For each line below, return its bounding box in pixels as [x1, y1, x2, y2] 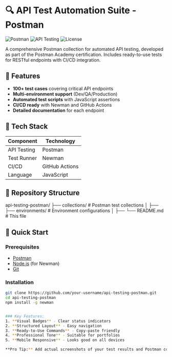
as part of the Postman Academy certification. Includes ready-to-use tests [5, 51, 162, 58]
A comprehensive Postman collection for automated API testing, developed [5, 46, 164, 52]
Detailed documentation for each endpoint [12, 107, 104, 114]
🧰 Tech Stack [5, 122, 48, 131]
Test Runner [8, 154, 37, 161]
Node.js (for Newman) [12, 260, 60, 267]
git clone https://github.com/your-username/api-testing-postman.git [5, 290, 157, 296]
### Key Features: [5, 313, 45, 319]
